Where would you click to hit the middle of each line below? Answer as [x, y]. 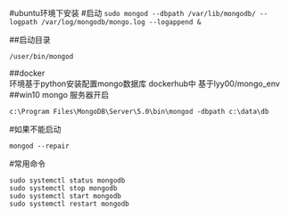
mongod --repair [39, 146]
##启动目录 [30, 40]
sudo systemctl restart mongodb [69, 204]
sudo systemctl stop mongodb [63, 189]
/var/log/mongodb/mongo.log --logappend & [121, 22]
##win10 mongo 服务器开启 [59, 95]
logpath [24, 22]
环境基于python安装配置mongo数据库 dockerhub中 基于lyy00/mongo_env [145, 84]
